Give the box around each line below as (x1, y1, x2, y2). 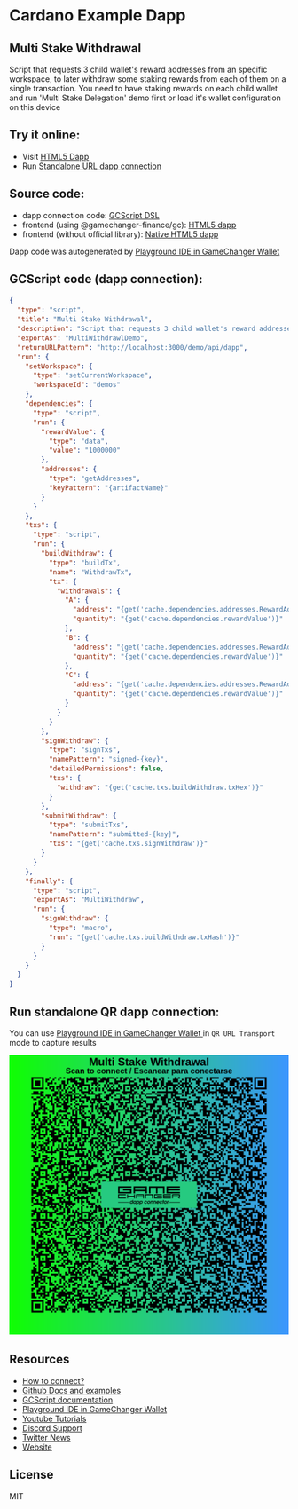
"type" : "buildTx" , (48, 558, 122, 567)
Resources (9, 1352, 70, 1367)
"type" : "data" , (48, 437, 109, 446)
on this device (9, 102, 61, 112)
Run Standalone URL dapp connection (21, 161, 162, 171)
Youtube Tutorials (21, 1413, 87, 1424)
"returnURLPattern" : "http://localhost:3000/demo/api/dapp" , (17, 343, 248, 352)
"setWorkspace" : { (25, 361, 93, 371)
